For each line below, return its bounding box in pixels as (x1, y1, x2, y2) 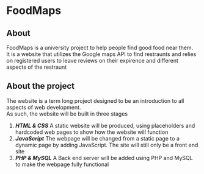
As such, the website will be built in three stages (6, 110, 128, 117)
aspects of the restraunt (6, 63, 67, 71)
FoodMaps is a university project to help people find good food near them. (6, 44, 194, 51)
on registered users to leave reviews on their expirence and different (6, 57, 179, 64)
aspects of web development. (6, 103, 81, 111)
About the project (6, 81, 75, 91)
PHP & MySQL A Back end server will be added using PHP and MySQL (15, 154, 194, 161)
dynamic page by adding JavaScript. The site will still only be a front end (15, 141, 199, 148)
